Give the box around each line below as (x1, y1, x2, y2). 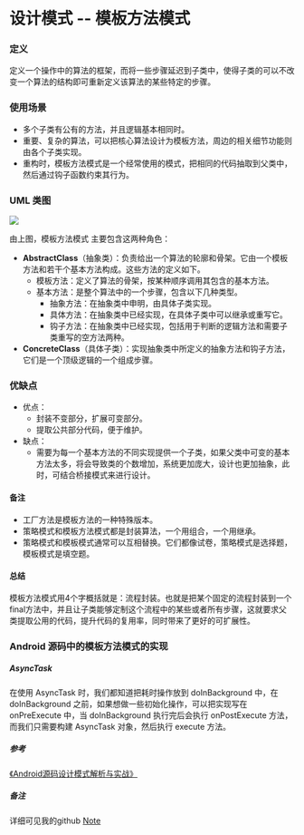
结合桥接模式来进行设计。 (60, 470, 156, 481)
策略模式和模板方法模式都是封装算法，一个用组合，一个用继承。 (22, 525, 261, 536)
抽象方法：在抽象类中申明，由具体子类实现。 (49, 298, 217, 309)
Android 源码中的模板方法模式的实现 (9, 640, 169, 653)
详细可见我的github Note (9, 815, 101, 826)
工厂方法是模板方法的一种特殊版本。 (22, 514, 158, 525)
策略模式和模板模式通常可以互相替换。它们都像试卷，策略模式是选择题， (22, 537, 292, 548)
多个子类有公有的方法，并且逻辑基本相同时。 (22, 123, 190, 134)
